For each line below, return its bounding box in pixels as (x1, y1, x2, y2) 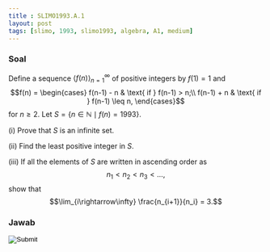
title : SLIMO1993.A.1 (8, 11, 85, 20)
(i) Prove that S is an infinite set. (8, 126, 115, 136)
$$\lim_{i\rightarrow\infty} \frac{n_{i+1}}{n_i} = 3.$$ (49, 196, 222, 206)
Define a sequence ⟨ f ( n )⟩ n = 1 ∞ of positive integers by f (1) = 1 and (8, 72, 226, 85)
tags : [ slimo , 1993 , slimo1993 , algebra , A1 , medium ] (8, 27, 194, 35)
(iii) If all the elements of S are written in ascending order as (8, 157, 208, 166)
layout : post (8, 19, 53, 27)
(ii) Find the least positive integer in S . (8, 141, 135, 151)
